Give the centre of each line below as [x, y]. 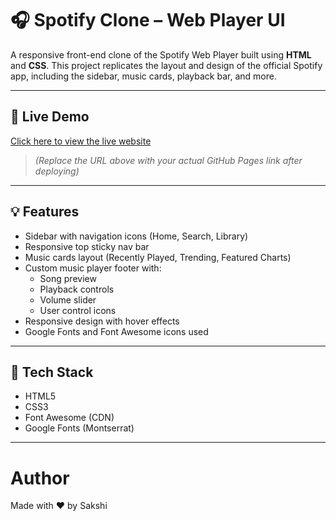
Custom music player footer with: [93, 268]
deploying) [57, 171]
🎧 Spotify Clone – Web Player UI [148, 20]
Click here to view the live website [81, 141]
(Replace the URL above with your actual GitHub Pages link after [168, 160]
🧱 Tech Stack [52, 372]
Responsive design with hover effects [102, 321]
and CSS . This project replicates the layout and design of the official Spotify [166, 65]
